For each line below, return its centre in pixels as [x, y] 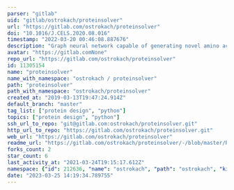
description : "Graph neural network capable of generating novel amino [113, 46]
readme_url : [24, 143]
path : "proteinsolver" [40, 85]
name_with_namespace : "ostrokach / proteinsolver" [82, 78]
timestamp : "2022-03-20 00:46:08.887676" [68, 40]
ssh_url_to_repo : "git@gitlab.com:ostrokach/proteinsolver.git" [102, 124]
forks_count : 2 [29, 150]
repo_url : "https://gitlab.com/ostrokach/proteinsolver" [92, 59]
